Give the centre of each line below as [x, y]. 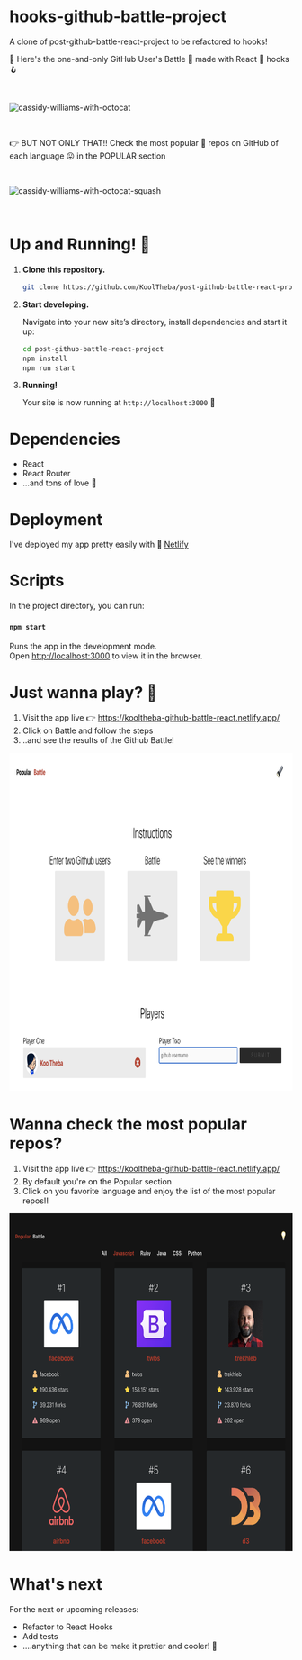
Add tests [40, 1637]
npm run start [49, 368]
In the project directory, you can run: [77, 606]
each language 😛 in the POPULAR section [88, 156]
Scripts [37, 581]
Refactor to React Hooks [68, 1627]
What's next [56, 1585]
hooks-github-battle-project [118, 17]
